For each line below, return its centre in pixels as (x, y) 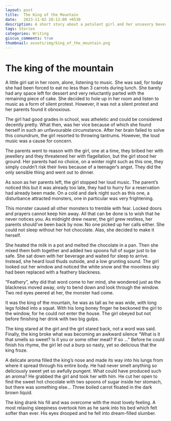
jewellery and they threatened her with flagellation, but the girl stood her (81, 156)
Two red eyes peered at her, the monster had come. (60, 292)
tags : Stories (20, 29)
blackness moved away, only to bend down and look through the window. (82, 287)
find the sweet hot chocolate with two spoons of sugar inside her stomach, (84, 381)
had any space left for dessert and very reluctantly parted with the (75, 93)
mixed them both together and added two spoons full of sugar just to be (81, 250)
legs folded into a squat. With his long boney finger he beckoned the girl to (83, 308)
